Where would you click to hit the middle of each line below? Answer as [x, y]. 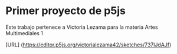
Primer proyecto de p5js [66, 11]
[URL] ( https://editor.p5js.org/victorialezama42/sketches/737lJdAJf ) [88, 45]
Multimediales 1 [24, 33]
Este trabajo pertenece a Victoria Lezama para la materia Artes [82, 27]
